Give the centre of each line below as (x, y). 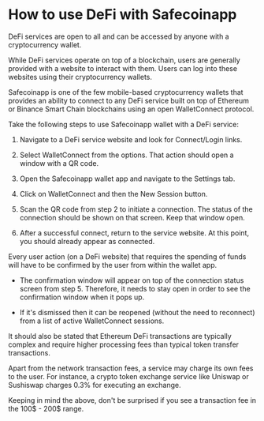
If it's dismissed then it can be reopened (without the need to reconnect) (137, 312)
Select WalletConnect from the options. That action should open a (126, 155)
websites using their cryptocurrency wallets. (80, 77)
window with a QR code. (59, 163)
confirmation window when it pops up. (82, 297)
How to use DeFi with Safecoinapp (123, 15)
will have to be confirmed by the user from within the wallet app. (113, 265)
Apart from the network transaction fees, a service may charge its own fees (131, 368)
